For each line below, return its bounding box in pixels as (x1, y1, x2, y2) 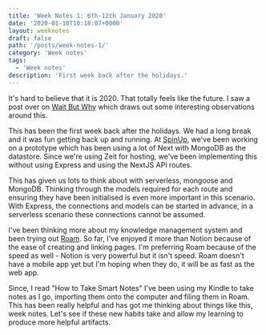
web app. (8, 268, 39, 277)
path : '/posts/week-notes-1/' (8, 42, 110, 50)
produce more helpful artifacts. (8, 317, 111, 327)
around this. (8, 110, 48, 120)
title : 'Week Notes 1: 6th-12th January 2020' (8, 11, 167, 20)
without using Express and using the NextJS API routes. (8, 159, 192, 169)
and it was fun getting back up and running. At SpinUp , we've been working (8, 134, 259, 144)
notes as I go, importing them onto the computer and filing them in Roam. (8, 292, 250, 301)
